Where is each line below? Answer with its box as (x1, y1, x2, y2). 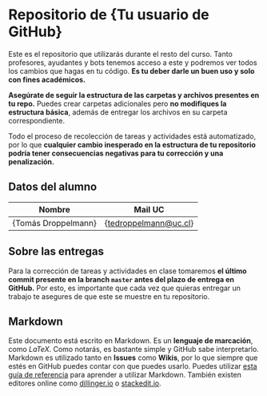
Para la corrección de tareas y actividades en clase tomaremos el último (8, 266, 247, 276)
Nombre (38, 204, 70, 215)
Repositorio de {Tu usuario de (8, 6, 209, 24)
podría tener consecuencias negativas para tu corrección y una (8, 148, 224, 158)
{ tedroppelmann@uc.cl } (104, 217, 194, 228)
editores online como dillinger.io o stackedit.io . (8, 378, 161, 388)
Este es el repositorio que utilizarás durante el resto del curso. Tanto (8, 49, 233, 59)
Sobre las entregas (8, 244, 105, 258)
